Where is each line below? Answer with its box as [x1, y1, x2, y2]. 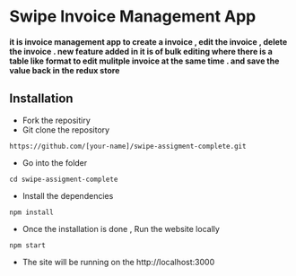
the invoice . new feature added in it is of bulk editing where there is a [9, 46, 274, 56]
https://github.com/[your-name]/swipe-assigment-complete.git [9, 142, 247, 151]
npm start [9, 240, 47, 250]
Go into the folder [22, 157, 88, 168]
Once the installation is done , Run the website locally [22, 223, 220, 234]
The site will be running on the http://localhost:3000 [22, 256, 215, 267]
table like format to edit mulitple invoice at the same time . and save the [9, 56, 280, 66]
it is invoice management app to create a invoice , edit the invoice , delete [9, 36, 288, 47]
